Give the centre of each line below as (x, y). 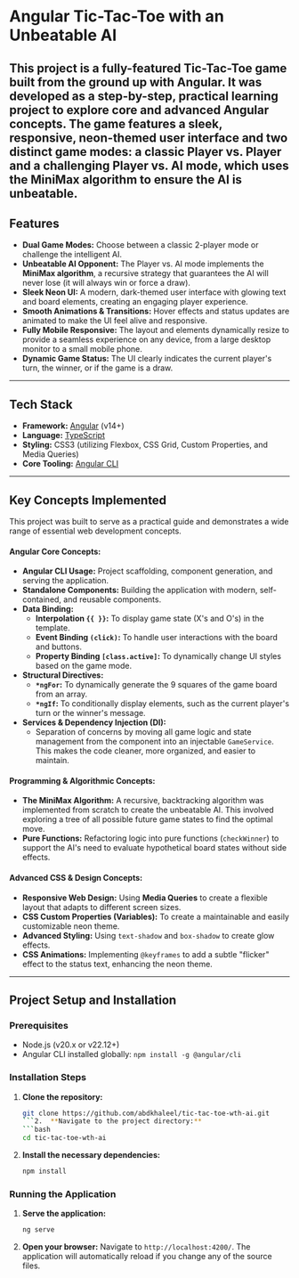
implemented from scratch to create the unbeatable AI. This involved (148, 810)
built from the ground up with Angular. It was (136, 82)
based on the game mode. (84, 666)
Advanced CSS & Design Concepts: (76, 878)
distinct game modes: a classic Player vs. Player (145, 152)
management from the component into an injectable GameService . (154, 742)
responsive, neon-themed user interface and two (149, 138)
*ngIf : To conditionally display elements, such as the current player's (162, 704)
